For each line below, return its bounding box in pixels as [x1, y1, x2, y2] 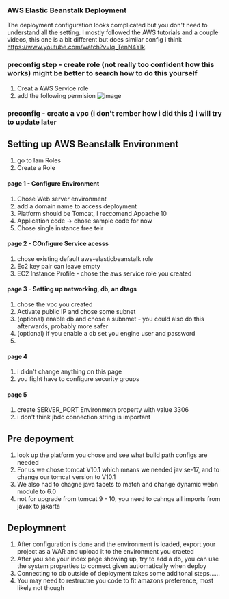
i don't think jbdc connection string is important [16, 413, 151, 421]
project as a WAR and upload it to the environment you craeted [16, 547, 194, 555]
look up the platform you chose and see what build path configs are [16, 451, 208, 459]
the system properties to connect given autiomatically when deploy [16, 561, 207, 570]
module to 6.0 [16, 487, 57, 496]
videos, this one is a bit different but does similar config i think [7, 36, 183, 44]
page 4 [7, 352, 28, 360]
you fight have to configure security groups [16, 375, 140, 383]
